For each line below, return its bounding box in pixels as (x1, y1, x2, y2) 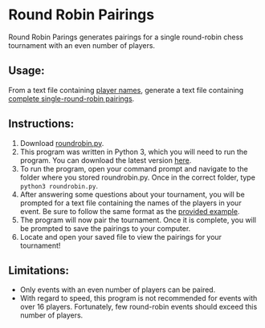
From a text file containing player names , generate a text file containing (8, 85, 244, 95)
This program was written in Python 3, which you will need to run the (19, 147, 248, 156)
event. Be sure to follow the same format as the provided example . (19, 206, 240, 216)
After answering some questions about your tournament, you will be (19, 189, 245, 199)
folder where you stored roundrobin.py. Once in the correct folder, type (19, 172, 255, 182)
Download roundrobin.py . (19, 138, 104, 148)
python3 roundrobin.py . (19, 180, 99, 190)
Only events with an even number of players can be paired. (19, 285, 216, 294)
